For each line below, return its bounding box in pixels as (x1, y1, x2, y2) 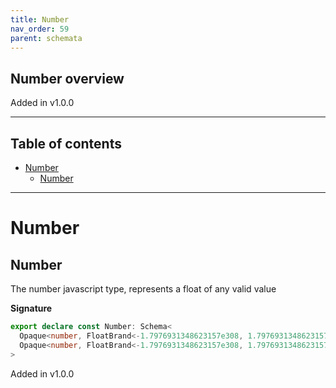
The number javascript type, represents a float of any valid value (10, 283, 277, 295)
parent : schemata (10, 33, 83, 43)
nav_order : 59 (10, 24, 70, 34)
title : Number (10, 14, 70, 25)
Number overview (10, 70, 125, 87)
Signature (10, 302, 53, 314)
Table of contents (10, 135, 122, 152)
